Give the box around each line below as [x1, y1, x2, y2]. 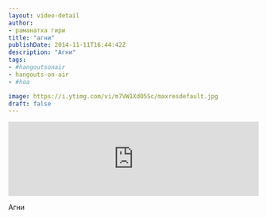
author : [8, 19, 34, 27]
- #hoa [8, 78, 30, 86]
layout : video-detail [8, 11, 80, 20]
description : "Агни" [8, 48, 77, 56]
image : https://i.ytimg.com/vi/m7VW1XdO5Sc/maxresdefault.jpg [8, 92, 219, 100]
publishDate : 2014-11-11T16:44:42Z [8, 41, 126, 49]
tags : [8, 56, 26, 64]
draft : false [8, 100, 52, 108]
